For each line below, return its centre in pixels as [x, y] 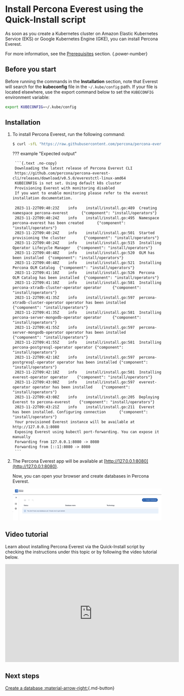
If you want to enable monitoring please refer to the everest [81, 193]
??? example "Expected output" [44, 154]
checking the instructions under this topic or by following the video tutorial [81, 552]
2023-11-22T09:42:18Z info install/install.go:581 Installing [88, 372]
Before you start [31, 69]
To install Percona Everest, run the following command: [69, 134]
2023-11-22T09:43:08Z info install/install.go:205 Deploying [87, 397]
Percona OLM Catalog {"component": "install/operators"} [73, 268]
